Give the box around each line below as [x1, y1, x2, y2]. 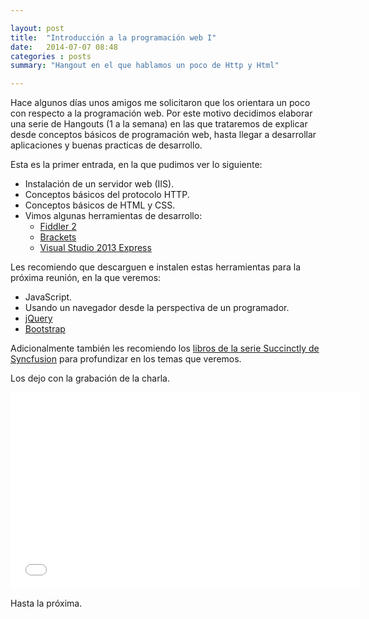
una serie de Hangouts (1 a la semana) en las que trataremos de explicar [10, 118, 308, 130]
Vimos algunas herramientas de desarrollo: [24, 210, 203, 222]
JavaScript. [24, 291, 73, 303]
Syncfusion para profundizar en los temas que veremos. [10, 353, 242, 365]
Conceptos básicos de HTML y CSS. [24, 199, 176, 211]
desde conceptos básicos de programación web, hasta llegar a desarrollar [10, 129, 317, 141]
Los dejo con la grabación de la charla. [10, 372, 170, 385]
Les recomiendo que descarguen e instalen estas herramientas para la [10, 261, 302, 273]
